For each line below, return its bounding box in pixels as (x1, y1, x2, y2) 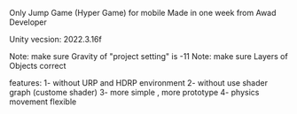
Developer (9, 17, 47, 27)
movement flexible (9, 96, 77, 107)
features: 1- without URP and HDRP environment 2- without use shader (9, 78, 269, 87)
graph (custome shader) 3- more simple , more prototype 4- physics (9, 87, 260, 97)
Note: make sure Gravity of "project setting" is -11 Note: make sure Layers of (9, 51, 288, 61)
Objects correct (9, 61, 66, 71)
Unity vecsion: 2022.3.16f (9, 34, 102, 44)
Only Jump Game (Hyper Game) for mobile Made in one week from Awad (9, 8, 277, 18)
